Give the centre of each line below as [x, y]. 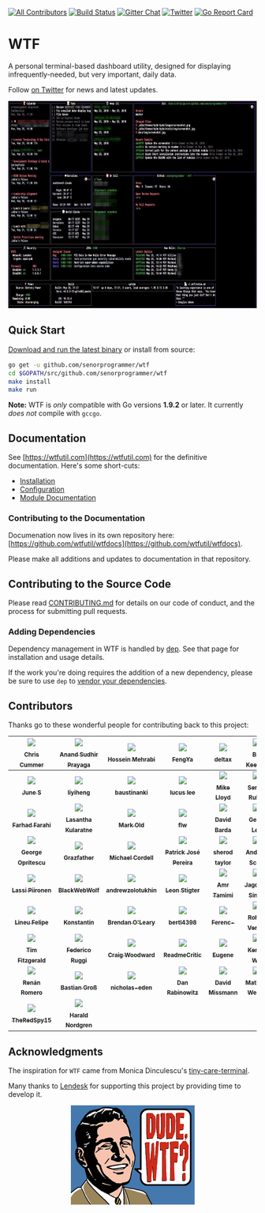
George [32, 853]
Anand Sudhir [79, 755]
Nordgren [79, 1026]
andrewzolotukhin [131, 890]
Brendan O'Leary [131, 923]
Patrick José [183, 853]
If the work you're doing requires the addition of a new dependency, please [131, 672]
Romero [32, 993]
